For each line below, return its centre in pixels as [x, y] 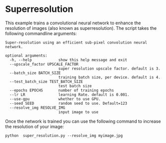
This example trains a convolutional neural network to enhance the [73, 23]
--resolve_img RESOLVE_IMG [37, 108]
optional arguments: [27, 56]
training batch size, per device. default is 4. [110, 77]
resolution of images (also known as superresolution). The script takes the [81, 28]
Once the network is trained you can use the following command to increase [83, 121]
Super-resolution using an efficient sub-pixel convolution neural [76, 42]
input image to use [78, 112]
